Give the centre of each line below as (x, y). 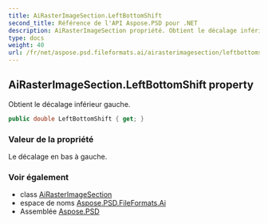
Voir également (39, 177)
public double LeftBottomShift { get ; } (77, 119)
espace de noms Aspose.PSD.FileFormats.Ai (93, 203)
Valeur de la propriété (51, 139)
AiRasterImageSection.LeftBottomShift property (131, 85)
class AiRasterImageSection (66, 195)
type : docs (26, 38)
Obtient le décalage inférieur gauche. (69, 104)
